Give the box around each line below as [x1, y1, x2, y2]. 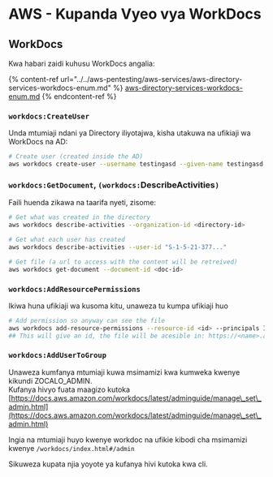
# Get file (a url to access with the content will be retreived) [8, 257, 238, 266]
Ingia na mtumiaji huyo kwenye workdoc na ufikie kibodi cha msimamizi [8, 435, 248, 445]
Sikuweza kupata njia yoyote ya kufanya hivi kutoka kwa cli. [8, 459, 209, 469]
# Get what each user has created [8, 236, 126, 244]
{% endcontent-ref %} [41, 92, 117, 101]
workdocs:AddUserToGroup [8, 350, 107, 360]
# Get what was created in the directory [8, 213, 151, 221]
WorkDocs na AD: [8, 137, 68, 147]
